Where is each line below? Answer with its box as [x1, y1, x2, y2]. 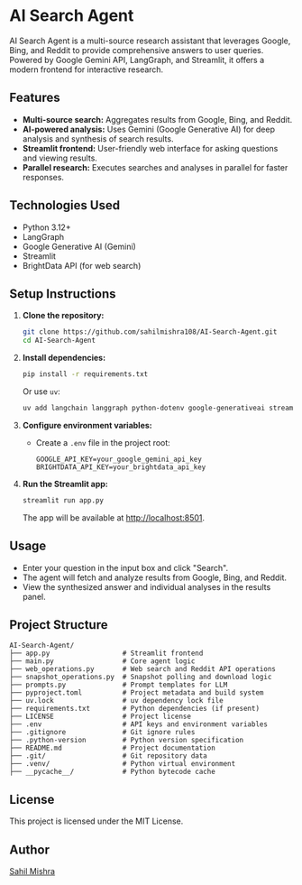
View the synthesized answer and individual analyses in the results [22, 581, 271, 592]
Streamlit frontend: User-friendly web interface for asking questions [22, 143, 279, 153]
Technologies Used [9, 198, 120, 213]
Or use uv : [22, 386, 60, 397]
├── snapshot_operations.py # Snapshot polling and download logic [9, 673, 272, 682]
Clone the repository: [22, 310, 105, 321]
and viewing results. [22, 152, 97, 163]
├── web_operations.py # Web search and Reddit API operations [9, 665, 277, 674]
